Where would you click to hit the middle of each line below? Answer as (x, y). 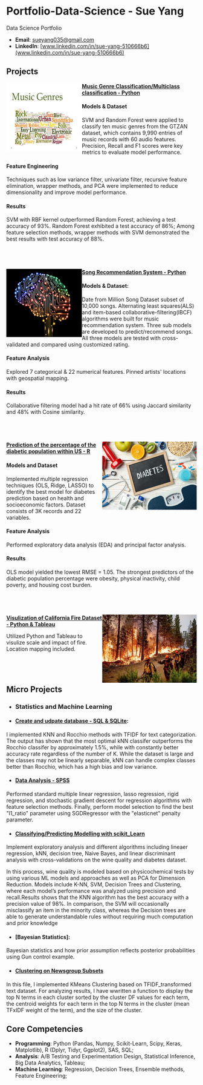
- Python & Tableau (31, 625)
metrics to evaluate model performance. (132, 152)
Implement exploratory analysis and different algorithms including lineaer (97, 847)
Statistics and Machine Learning (63, 706)
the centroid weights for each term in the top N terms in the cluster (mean (98, 1003)
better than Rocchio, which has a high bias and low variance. (82, 766)
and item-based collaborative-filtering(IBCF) (137, 312)
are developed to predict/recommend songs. (137, 331)
